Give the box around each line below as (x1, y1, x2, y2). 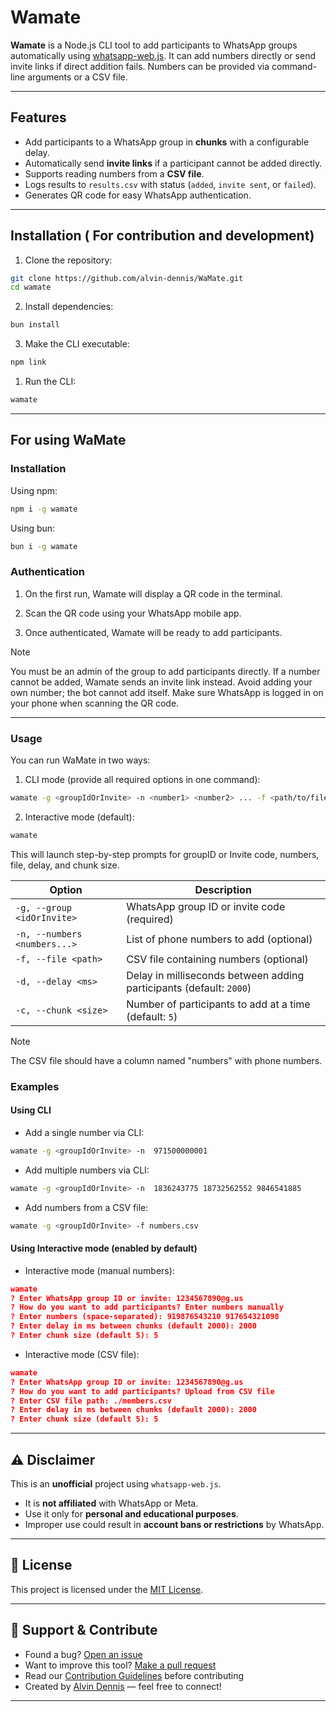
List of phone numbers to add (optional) (126, 932, 313, 946)
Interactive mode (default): (24, 811, 135, 823)
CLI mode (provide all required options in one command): (24, 773, 261, 785)
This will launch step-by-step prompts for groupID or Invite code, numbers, (10, 848, 320, 860)
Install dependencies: (24, 301, 114, 313)
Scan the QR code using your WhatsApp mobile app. (24, 607, 242, 619)
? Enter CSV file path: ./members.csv (10, 1396, 172, 1406)
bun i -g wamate (10, 541, 78, 551)
